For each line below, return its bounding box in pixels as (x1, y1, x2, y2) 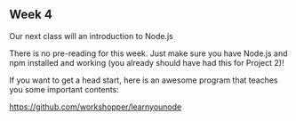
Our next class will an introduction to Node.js (9, 30, 173, 41)
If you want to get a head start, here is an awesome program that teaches (9, 75, 278, 85)
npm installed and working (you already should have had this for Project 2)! (9, 57, 284, 68)
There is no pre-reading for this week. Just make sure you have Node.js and (9, 48, 288, 59)
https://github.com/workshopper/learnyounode (9, 101, 182, 112)
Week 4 (9, 7, 53, 22)
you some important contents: (9, 84, 120, 94)
